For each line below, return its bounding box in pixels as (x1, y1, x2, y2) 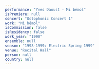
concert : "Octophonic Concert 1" (5, 16, 73, 21)
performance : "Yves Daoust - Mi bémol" (5, 7, 86, 12)
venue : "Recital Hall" (5, 48, 51, 52)
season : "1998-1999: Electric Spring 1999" (5, 43, 95, 48)
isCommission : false (5, 25, 47, 30)
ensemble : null (5, 39, 36, 44)
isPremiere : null (5, 12, 40, 17)
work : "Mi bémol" (5, 20, 40, 26)
